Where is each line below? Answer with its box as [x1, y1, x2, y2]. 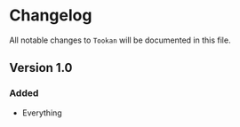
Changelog [9, 5, 92, 26]
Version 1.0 [9, 60, 73, 75]
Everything [21, 107, 62, 118]
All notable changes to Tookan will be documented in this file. [9, 35, 231, 45]
